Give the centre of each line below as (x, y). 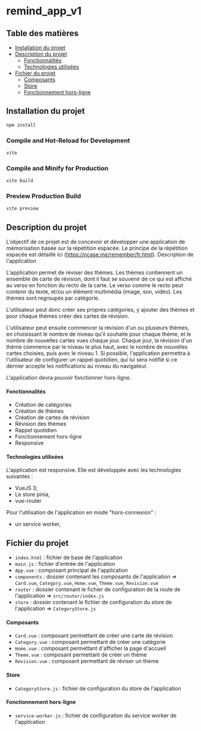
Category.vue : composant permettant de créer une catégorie (90, 642)
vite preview (22, 208)
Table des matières (42, 33)
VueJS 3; (26, 488)
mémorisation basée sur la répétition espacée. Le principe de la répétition (97, 248)
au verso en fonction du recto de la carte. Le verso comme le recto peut (95, 285)
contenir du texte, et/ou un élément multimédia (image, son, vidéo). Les (94, 292)
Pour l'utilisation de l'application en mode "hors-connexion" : (81, 512)
